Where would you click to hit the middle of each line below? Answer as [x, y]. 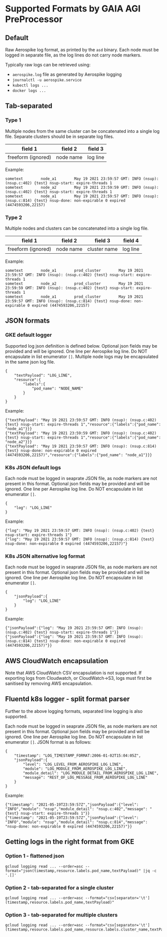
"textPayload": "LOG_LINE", [43, 375]
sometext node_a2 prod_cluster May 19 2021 [74, 283]
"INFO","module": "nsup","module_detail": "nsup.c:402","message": [77, 809]
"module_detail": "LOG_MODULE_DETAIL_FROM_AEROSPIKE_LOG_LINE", [91, 773]
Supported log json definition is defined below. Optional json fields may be [81, 346]
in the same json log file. [30, 362]
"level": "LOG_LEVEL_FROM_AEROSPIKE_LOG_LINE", [73, 764]
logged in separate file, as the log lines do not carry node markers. [73, 55]
